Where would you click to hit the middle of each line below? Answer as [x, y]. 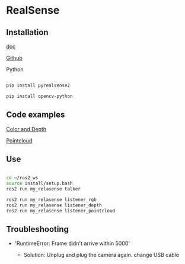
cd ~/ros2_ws [22, 178]
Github [14, 58]
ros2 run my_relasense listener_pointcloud [61, 211]
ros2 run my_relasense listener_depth [54, 205]
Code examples [36, 115]
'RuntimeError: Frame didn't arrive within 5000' [72, 243]
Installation [27, 32]
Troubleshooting [38, 229]
